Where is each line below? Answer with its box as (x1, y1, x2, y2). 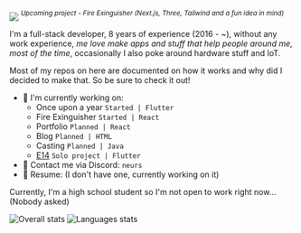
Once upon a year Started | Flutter (35, 101, 174, 112)
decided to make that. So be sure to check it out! (9, 74, 191, 85)
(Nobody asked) (9, 196, 70, 207)
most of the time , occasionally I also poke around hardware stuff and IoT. (9, 47, 281, 58)
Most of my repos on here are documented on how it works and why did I (9, 65, 283, 76)
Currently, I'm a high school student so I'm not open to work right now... (9, 186, 277, 197)
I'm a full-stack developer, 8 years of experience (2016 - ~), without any (9, 28, 277, 39)
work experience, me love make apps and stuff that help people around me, (9, 38, 294, 49)
